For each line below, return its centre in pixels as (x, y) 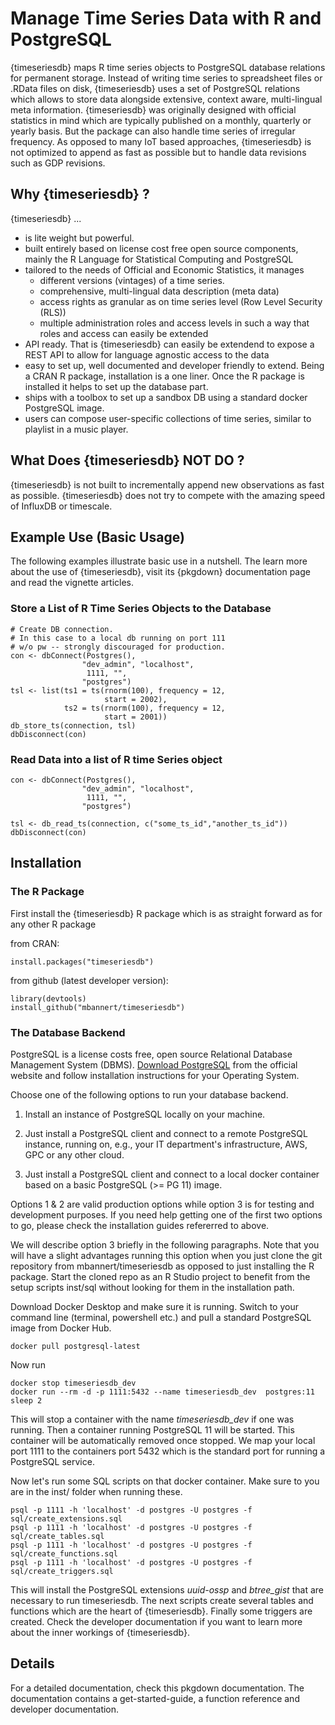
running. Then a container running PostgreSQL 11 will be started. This (152, 1429)
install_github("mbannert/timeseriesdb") (98, 1007)
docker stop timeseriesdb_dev (73, 1383)
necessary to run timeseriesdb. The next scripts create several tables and (162, 1600)
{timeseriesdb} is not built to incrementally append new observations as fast (167, 484)
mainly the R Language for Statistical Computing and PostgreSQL (159, 259)
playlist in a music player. (76, 429)
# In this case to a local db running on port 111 (118, 638)
